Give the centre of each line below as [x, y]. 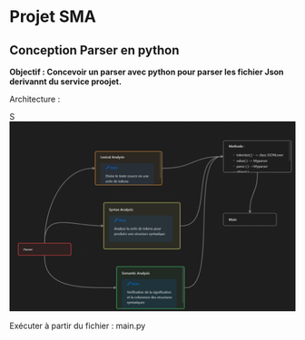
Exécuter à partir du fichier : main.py [78, 326]
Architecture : [35, 99]
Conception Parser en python [94, 50]
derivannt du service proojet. [66, 82]
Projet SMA [53, 17]
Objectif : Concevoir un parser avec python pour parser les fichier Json [147, 72]
